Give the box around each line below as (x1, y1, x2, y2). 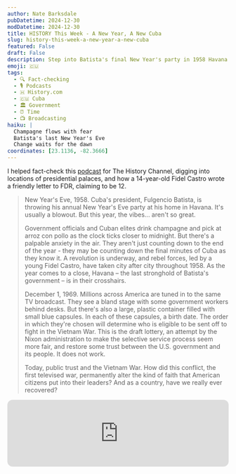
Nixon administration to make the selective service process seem (24, 335, 214, 343)
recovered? (24, 386, 58, 394)
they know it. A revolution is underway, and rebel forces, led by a (24, 254, 212, 262)
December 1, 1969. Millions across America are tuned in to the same (24, 290, 221, 298)
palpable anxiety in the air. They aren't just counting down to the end (24, 239, 224, 247)
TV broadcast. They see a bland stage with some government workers (24, 297, 229, 306)
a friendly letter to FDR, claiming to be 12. (7, 182, 126, 190)
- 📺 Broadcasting (13, 115, 67, 122)
